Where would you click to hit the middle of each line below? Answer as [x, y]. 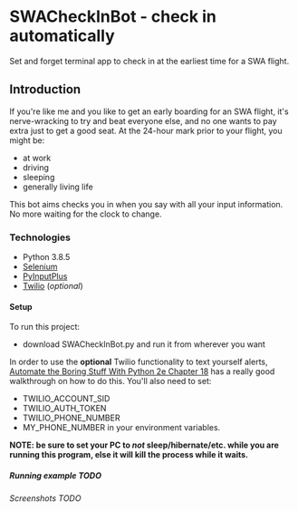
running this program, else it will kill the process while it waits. [129, 455]
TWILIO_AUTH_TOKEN [64, 409]
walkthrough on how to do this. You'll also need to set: [111, 381]
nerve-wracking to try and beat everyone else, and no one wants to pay [144, 121]
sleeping [38, 177]
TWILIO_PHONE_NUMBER [71, 418]
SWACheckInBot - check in [113, 17]
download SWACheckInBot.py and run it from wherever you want [144, 344]
